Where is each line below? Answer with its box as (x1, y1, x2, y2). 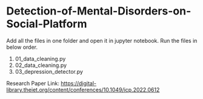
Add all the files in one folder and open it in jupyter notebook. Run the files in (6, 37, 198, 44)
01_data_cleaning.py (15, 55, 66, 62)
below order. (6, 43, 38, 51)
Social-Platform (6, 17, 87, 31)
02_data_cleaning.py (15, 62, 67, 69)
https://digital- (60, 80, 97, 87)
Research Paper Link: (6, 80, 59, 87)
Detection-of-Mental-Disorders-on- (6, 4, 191, 18)
